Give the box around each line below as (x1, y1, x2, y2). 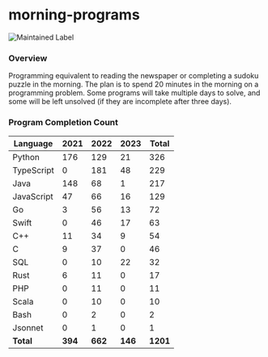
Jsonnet (12, 321, 44, 333)
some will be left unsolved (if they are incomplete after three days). (8, 97, 232, 107)
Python (12, 151, 40, 162)
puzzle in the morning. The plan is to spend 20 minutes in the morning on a (8, 79, 259, 90)
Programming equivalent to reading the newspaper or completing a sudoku (8, 71, 259, 81)
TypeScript (12, 164, 54, 175)
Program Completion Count (8, 117, 119, 128)
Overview (8, 52, 48, 64)
